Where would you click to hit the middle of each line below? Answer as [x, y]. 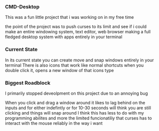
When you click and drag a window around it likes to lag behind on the [75, 102]
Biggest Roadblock [28, 83]
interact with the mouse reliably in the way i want [54, 123]
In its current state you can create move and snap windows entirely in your [79, 60]
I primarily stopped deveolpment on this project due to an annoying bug [77, 93]
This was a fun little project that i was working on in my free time [70, 17]
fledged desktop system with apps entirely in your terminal [64, 37]
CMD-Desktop [22, 7]
